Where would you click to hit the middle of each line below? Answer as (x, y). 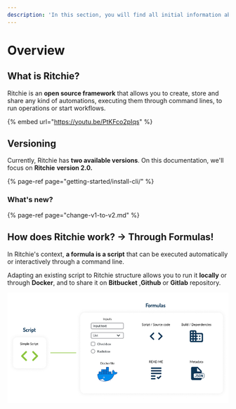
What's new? (30, 200)
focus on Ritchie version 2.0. (50, 168)
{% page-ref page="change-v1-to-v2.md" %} (73, 215)
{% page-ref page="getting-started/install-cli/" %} (81, 182)
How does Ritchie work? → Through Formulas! (111, 237)
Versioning (32, 144)
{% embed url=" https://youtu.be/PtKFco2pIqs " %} (80, 121)
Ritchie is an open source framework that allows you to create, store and (113, 93)
